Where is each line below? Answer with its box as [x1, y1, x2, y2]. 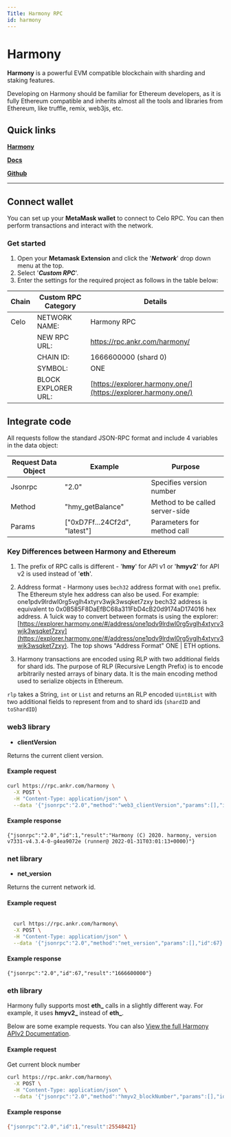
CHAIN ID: [36, 352, 70, 362]
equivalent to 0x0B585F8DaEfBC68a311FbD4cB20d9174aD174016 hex [16, 605, 217, 614]
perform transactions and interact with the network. [7, 221, 153, 230]
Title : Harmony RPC [7, 10, 63, 17]
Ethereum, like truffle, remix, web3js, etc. [7, 104, 124, 112]
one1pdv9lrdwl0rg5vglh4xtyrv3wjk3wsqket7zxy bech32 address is [16, 598, 208, 606]
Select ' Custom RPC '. [16, 269, 79, 277]
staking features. [7, 77, 55, 85]
